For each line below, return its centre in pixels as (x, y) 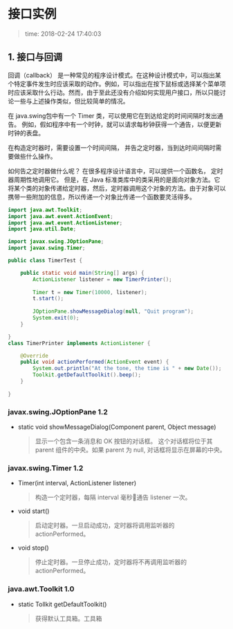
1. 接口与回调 (35, 57)
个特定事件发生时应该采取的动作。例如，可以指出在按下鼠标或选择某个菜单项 (117, 84)
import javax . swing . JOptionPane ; (56, 242)
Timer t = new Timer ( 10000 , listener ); (90, 292)
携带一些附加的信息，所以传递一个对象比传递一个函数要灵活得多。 (102, 197)
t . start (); (48, 299)
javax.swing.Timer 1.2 (46, 468)
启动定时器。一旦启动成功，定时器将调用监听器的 (105, 525)
